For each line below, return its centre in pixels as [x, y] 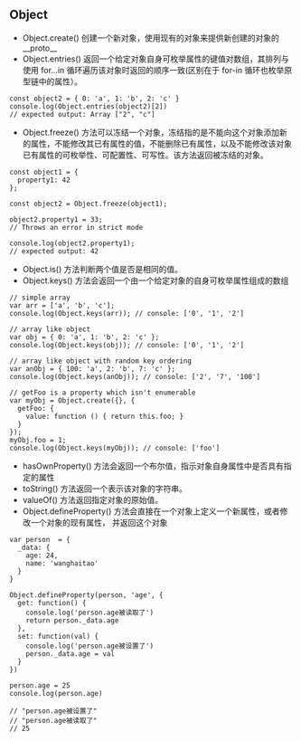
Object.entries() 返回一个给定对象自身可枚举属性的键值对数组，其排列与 [155, 59]
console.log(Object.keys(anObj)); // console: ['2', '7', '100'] [135, 376]
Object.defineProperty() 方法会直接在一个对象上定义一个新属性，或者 [151, 511]
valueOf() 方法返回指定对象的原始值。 [93, 499]
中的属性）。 [61, 81]
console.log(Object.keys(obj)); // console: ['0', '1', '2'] [127, 345]
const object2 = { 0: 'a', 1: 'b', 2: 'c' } [94, 99]
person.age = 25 [40, 685]
